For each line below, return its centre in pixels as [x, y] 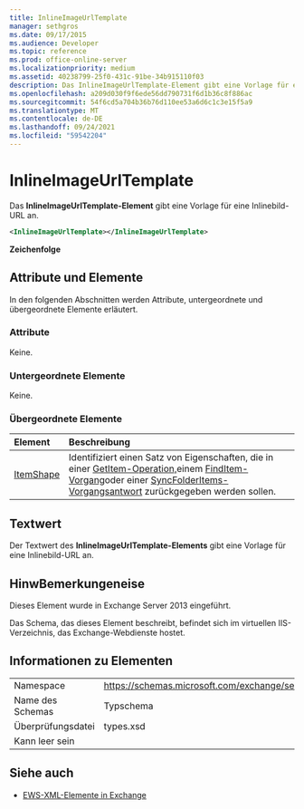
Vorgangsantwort [105, 492]
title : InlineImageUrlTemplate [68, 18]
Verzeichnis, [33, 633]
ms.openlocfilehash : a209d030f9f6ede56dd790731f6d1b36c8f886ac [131, 93]
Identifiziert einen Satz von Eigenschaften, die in [171, 457]
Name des [36, 700]
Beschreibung [100, 442]
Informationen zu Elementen [91, 661]
